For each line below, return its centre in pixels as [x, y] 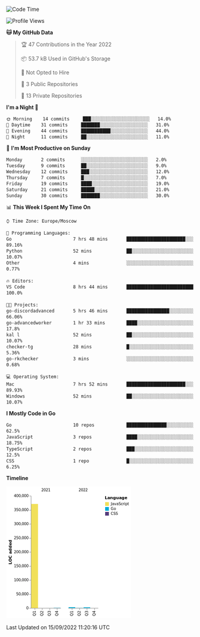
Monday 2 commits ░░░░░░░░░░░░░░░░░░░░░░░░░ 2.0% [87, 160]
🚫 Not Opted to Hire [45, 72]
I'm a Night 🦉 [22, 107]
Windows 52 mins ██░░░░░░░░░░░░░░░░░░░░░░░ [100, 396]
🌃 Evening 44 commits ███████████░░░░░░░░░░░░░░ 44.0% [88, 131]
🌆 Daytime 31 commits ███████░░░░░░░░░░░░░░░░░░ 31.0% [88, 125]
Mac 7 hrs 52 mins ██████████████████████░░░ [100, 384]
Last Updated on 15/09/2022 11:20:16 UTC [58, 627]
